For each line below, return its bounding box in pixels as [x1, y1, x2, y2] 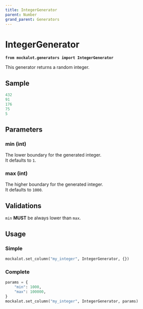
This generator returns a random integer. [5, 64, 90, 70]
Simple [5, 245, 23, 252]
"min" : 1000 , [14, 285, 42, 290]
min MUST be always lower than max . [5, 215, 81, 221]
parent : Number [5, 12, 37, 17]
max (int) [5, 170, 28, 177]
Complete [5, 268, 30, 275]
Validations [5, 201, 42, 210]
